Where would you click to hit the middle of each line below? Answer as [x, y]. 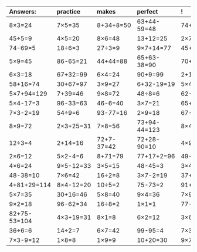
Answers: [23, 11]
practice [69, 11]
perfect [147, 11]
